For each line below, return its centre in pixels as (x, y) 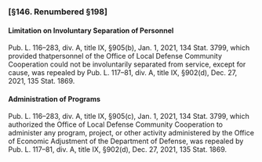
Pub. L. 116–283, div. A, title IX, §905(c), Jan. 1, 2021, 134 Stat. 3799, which (129, 117)
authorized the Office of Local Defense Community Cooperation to (116, 124)
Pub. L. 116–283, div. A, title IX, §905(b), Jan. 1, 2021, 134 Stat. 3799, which (129, 48)
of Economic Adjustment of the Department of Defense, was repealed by (126, 141)
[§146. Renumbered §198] (58, 12)
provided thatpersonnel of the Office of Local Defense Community (115, 56)
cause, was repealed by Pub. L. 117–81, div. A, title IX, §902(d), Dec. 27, (123, 73)
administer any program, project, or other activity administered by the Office (131, 133)
